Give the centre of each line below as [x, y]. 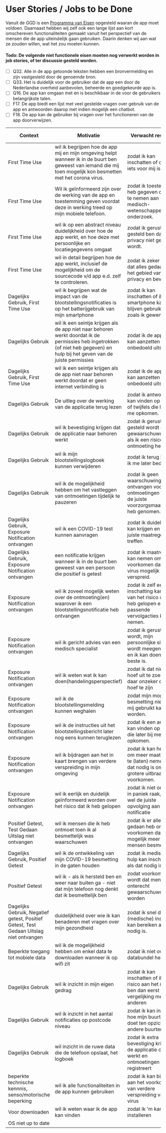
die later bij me [144, 735]
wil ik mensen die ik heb [82, 824]
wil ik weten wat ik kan [81, 675]
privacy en [139, 279]
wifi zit [62, 964]
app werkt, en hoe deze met [87, 237]
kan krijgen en [144, 529]
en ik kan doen [144, 655]
